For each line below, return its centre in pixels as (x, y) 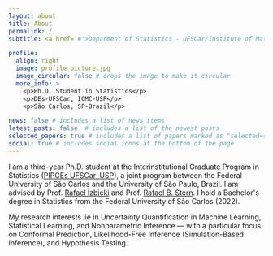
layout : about (32, 16)
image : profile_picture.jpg (63, 69)
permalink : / (30, 31)
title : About (30, 24)
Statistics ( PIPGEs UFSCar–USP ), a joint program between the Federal (125, 175)
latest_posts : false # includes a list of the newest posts (114, 128)
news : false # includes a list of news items (87, 121)
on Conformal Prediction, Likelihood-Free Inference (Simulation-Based (126, 234)
